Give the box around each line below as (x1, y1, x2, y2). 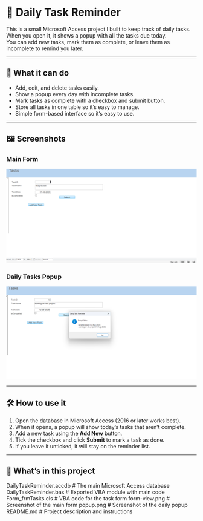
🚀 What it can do (6, 68, 69, 78)
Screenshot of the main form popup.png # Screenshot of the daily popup (6, 501, 188, 508)
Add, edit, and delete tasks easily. (14, 84, 100, 91)
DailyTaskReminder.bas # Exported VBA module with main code (6, 488, 165, 496)
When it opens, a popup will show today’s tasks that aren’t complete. (14, 423, 186, 430)
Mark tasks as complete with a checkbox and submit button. (14, 97, 166, 104)
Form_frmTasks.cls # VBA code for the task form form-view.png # (6, 494, 170, 502)
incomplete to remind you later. (6, 45, 83, 52)
